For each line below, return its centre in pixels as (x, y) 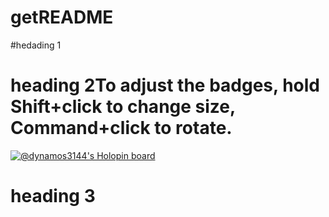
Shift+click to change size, (123, 107)
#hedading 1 (36, 45)
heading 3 (53, 196)
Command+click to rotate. (121, 128)
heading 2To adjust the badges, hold (165, 85)
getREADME (62, 17)
